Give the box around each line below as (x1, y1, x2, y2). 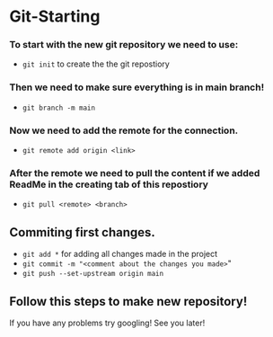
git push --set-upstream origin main (22, 270, 164, 279)
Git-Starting (9, 6, 101, 27)
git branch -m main (22, 103, 96, 112)
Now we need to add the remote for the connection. (9, 124, 239, 137)
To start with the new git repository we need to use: (9, 39, 239, 51)
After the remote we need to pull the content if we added (9, 167, 260, 179)
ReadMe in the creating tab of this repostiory (9, 178, 209, 191)
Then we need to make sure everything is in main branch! (9, 81, 265, 93)
